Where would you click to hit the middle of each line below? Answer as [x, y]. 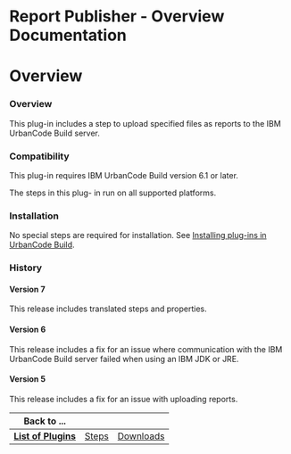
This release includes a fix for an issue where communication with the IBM [146, 349]
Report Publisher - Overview [117, 17]
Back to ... [45, 421]
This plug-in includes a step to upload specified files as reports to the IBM [145, 123]
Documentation [68, 35]
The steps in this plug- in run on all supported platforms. [113, 193]
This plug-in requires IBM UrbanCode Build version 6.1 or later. [124, 175]
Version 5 [28, 379]
